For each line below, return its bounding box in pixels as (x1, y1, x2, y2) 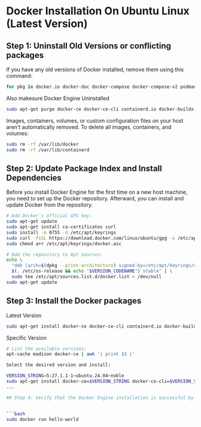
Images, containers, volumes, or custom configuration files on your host (6, 117, 184, 124)
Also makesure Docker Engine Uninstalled (6, 94, 109, 102)
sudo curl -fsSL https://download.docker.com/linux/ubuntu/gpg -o (6, 235, 175, 241)
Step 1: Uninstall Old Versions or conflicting (6, 41, 172, 51)
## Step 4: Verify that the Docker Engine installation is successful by (6, 395, 194, 401)
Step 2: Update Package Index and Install (6, 163, 163, 173)
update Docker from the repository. (6, 202, 93, 209)
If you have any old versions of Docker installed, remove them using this (6, 66, 184, 73)
